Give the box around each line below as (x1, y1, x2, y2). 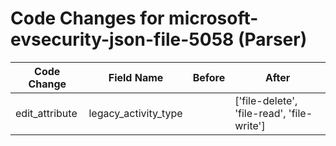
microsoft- (168, 7, 259, 30)
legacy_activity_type (88, 106, 183, 120)
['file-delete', (234, 93, 298, 107)
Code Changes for (10, 7, 165, 30)
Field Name (108, 70, 164, 84)
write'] (234, 118, 266, 132)
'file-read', (234, 106, 287, 120)
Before (192, 70, 226, 84)
